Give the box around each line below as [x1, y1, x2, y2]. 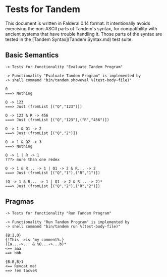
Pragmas [5, 197, 34, 206]
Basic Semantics [5, 51, 59, 60]
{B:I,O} [5, 233, 22, 238]
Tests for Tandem [5, 4, 81, 15]
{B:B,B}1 [5, 259, 24, 264]
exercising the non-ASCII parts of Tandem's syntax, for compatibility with [5, 25, 157, 31]
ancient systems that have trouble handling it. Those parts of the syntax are [5, 31, 162, 37]
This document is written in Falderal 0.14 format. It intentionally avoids [5, 20, 150, 26]
